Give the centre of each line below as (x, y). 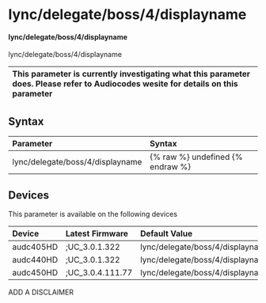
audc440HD (35, 260)
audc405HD (35, 247)
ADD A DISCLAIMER (41, 292)
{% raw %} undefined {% (196, 157)
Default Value (166, 233)
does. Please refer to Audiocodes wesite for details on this (125, 84)
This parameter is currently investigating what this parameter (131, 74)
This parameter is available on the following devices (93, 214)
